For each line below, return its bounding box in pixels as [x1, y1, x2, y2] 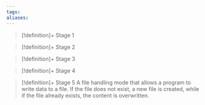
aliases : [6, 15, 29, 21]
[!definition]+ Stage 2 [21, 43, 75, 51]
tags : [6, 9, 20, 15]
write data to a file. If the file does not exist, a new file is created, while [21, 85, 199, 92]
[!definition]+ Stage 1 [21, 31, 75, 38]
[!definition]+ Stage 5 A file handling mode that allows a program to [21, 79, 192, 86]
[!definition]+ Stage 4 [21, 67, 76, 74]
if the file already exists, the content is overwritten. [21, 92, 150, 99]
